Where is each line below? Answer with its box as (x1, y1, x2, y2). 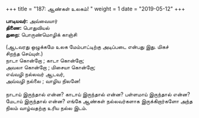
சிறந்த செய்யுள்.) (5, 50, 43, 57)
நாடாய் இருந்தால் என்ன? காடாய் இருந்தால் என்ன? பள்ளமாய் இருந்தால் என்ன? (5, 91, 190, 98)
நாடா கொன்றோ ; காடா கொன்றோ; (5, 57, 85, 64)
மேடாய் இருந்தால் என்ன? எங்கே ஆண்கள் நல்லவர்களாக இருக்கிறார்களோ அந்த (5, 97, 193, 105)
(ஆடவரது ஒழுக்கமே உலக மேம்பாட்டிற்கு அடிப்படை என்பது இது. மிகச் (5, 43, 169, 50)
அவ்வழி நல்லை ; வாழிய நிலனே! (5, 77, 81, 85)
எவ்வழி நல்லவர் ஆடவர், (5, 71, 65, 78)
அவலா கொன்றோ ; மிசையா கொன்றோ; (5, 64, 96, 71)
